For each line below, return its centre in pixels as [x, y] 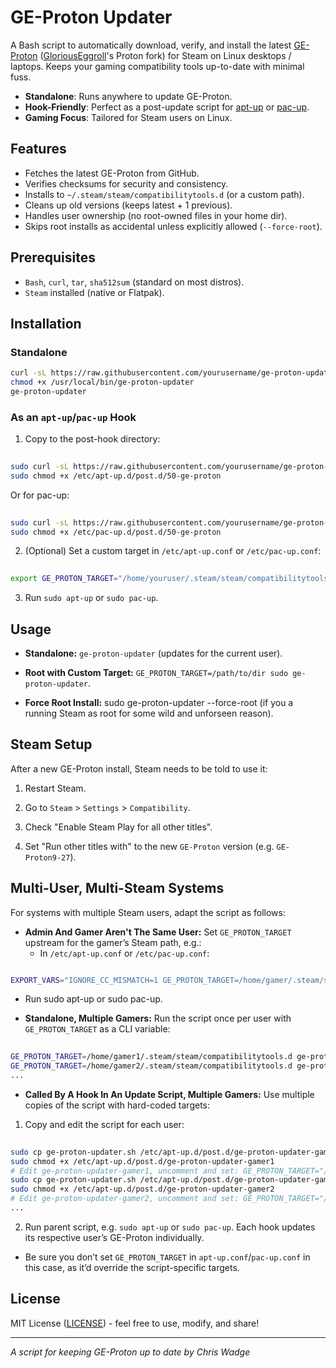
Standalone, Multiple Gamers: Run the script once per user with [158, 1018]
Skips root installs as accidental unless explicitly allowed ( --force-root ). [173, 226]
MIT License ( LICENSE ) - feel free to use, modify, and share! [135, 1323]
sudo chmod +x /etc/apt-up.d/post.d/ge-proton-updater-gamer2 [142, 1189]
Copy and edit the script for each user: [104, 1124]
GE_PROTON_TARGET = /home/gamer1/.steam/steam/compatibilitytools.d [151, 1057]
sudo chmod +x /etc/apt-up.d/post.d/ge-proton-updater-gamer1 [142, 1161]
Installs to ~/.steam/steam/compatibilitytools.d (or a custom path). [164, 194]
